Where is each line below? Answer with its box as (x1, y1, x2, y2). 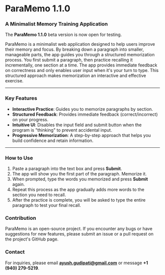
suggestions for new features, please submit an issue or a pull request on (5, 231, 154, 237)
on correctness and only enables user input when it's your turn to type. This (5, 68, 159, 73)
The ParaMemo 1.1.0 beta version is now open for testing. (5, 32, 122, 37)
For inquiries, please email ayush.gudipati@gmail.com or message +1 (5, 260, 148, 266)
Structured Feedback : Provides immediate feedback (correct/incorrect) (12, 111, 158, 117)
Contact (5, 248, 25, 255)
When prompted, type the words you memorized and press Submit (12, 176, 148, 182)
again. (12, 181, 25, 187)
